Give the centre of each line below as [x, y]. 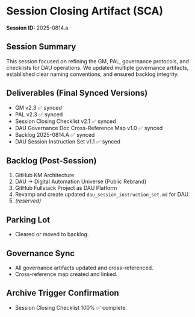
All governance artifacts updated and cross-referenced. [84, 268]
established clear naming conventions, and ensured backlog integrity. [93, 74]
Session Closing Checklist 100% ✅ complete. [71, 307]
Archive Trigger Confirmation [63, 293]
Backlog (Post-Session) [51, 161]
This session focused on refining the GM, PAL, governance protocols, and [98, 61]
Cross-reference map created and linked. [66, 274]
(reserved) [28, 201]
